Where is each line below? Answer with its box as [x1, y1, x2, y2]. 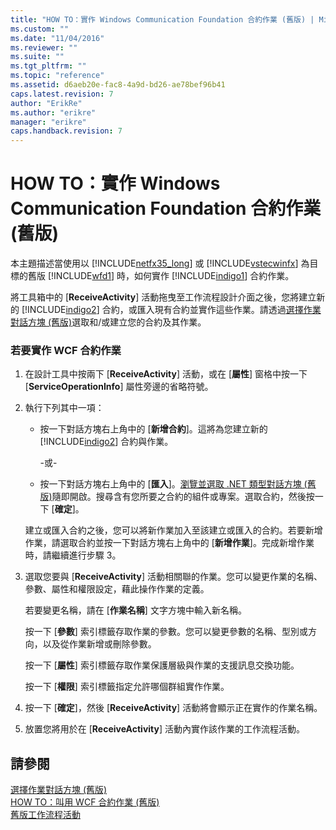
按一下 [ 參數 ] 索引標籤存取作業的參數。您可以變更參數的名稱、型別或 [24, 626, 308, 638]
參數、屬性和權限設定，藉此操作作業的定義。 [24, 583, 210, 595]
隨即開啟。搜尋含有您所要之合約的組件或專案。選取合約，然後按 [51, 491, 315, 503]
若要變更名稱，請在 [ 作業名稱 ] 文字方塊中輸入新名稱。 [24, 604, 247, 616]
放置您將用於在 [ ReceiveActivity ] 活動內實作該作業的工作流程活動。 [24, 723, 305, 735]
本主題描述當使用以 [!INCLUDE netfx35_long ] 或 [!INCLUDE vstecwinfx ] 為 [10, 257, 310, 270]
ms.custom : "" [10, 24, 70, 34]
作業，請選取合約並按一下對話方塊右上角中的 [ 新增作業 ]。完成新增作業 [24, 537, 315, 549]
